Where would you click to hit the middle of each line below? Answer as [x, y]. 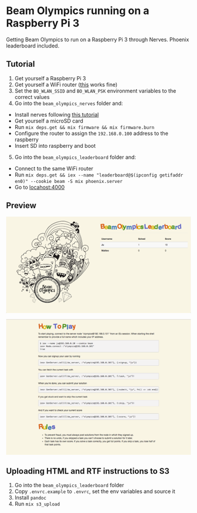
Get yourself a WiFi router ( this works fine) [66, 84]
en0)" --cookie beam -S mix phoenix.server [69, 181]
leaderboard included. [33, 46]
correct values [32, 97]
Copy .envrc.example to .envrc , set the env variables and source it [95, 491]
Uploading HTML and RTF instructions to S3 [88, 471]
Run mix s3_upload [37, 504]
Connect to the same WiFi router [54, 168]
